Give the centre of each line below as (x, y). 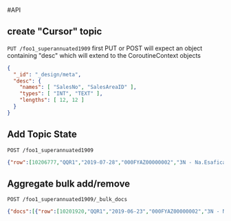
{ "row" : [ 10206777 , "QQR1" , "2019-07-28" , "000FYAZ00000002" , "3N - (100, 162)
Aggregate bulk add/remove (69, 183)
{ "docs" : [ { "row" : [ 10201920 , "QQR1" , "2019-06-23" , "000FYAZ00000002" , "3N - (113, 212)
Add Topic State (42, 135)
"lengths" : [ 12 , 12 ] (52, 100)
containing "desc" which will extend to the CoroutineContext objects (104, 55)
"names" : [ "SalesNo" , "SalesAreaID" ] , (78, 87)
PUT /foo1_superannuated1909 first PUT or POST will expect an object (105, 48)
